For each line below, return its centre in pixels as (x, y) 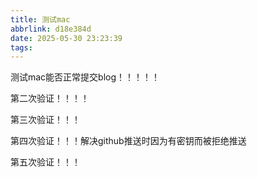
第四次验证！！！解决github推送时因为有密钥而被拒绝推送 (128, 141)
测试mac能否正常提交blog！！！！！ (85, 77)
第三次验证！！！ (45, 120)
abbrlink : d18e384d (51, 29)
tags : (21, 47)
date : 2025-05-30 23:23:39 (66, 38)
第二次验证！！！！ (50, 98)
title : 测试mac (40, 19)
